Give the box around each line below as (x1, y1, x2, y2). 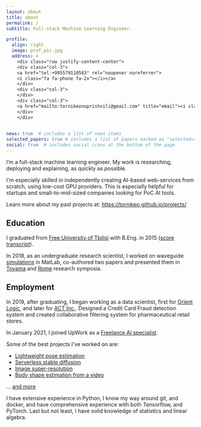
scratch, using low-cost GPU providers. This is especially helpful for (6, 182, 174, 190)
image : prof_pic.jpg (11, 47, 63, 54)
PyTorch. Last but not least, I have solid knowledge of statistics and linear (6, 407, 187, 414)
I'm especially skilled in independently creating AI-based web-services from (6, 176, 194, 184)
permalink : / (6, 20, 39, 26)
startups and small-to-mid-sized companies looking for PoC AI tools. (6, 189, 176, 196)
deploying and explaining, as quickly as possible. (6, 164, 127, 172)
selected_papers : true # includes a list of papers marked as (6, 136, 165, 143)
